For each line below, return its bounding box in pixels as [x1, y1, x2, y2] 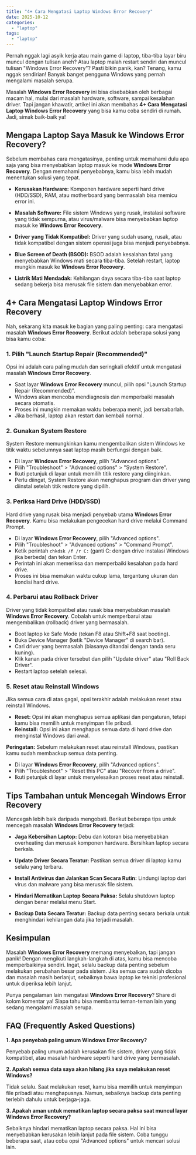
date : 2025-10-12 [6, 14, 49, 20]
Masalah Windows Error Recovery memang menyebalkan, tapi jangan [6, 949, 176, 956]
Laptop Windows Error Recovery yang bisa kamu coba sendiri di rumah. [6, 107, 181, 114]
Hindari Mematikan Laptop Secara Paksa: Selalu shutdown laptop [14, 892, 176, 899]
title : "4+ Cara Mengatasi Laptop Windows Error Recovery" [6, 8, 153, 15]
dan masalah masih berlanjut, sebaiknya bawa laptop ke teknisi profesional [6, 973, 187, 980]
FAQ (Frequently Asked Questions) [6, 1021, 136, 1031]
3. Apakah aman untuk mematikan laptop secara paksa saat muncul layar [6, 1107, 188, 1114]
